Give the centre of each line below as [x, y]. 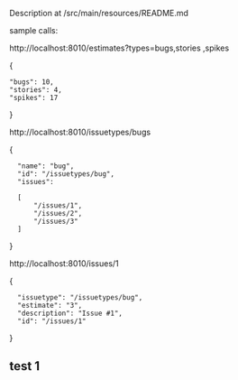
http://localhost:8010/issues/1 [64, 264]
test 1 [25, 366]
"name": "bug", [46, 166]
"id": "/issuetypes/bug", [66, 174]
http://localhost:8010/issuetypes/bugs [80, 132]
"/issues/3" [55, 221]
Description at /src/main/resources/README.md [99, 13]
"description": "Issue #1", [70, 313]
